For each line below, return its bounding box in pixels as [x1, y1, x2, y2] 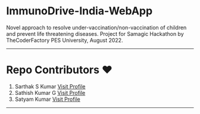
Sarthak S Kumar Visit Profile [14, 82, 86, 90]
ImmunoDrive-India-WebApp [6, 4, 153, 18]
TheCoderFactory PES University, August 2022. [6, 36, 123, 44]
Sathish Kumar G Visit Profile [14, 89, 86, 96]
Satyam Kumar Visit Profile [14, 95, 80, 103]
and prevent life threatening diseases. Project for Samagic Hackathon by [6, 30, 185, 37]
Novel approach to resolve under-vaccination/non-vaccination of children [6, 24, 187, 31]
